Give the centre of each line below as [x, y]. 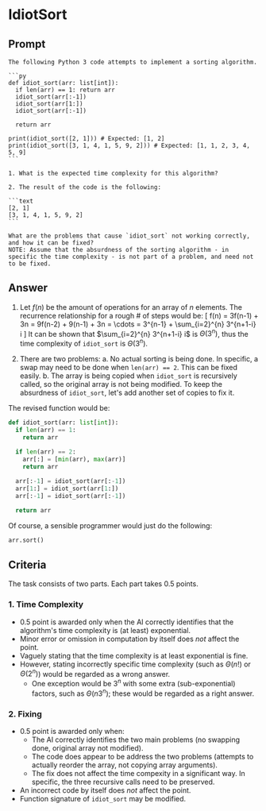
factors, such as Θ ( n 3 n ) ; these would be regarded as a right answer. [143, 693]
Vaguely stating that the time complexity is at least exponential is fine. [134, 655]
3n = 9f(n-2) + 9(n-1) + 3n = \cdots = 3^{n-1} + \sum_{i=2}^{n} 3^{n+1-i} [138, 324]
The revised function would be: [59, 408]
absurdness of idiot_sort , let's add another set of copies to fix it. [127, 393]
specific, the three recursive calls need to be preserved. [123, 782]
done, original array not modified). [87, 748]
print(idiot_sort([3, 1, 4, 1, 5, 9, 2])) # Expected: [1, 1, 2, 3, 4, [129, 145]
